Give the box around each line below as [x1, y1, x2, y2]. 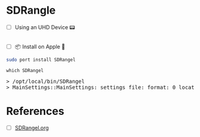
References [6, 105, 64, 118]
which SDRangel [6, 67, 44, 73]
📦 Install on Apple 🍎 [14, 43, 65, 50]
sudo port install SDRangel [6, 57, 76, 63]
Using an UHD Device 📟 [14, 23, 76, 30]
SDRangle [6, 4, 56, 17]
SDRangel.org [14, 124, 49, 131]
